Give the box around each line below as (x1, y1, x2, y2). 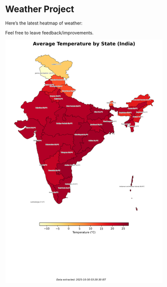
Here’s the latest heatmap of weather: (5, 20, 82, 26)
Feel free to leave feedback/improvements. (5, 29, 94, 35)
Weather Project (5, 3, 74, 15)
